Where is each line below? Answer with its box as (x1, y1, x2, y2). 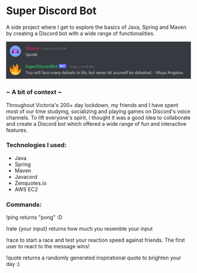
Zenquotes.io (14, 179, 47, 187)
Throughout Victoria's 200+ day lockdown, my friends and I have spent (6, 101, 179, 108)
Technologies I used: (6, 141, 67, 149)
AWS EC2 (14, 185, 38, 192)
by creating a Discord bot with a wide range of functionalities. (6, 29, 155, 36)
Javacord (14, 173, 38, 180)
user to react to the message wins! (6, 243, 90, 250)
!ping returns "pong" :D (6, 214, 63, 221)
